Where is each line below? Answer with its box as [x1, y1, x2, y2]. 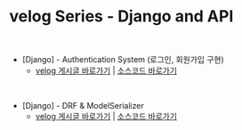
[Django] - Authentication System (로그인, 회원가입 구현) [21, 53, 224, 64]
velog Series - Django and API [9, 6, 234, 27]
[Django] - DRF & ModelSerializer [21, 100, 144, 110]
